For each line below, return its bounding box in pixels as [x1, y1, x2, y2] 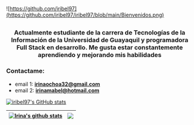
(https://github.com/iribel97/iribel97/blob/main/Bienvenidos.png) [6, 11, 164, 18]
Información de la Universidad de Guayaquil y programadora [11, 36, 189, 44]
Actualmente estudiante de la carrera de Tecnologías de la [14, 29, 186, 37]
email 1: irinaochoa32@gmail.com [14, 80, 100, 87]
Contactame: [6, 67, 45, 75]
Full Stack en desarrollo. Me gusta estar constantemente [16, 43, 183, 52]
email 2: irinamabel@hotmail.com [14, 86, 100, 94]
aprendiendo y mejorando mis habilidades [37, 51, 162, 59]
